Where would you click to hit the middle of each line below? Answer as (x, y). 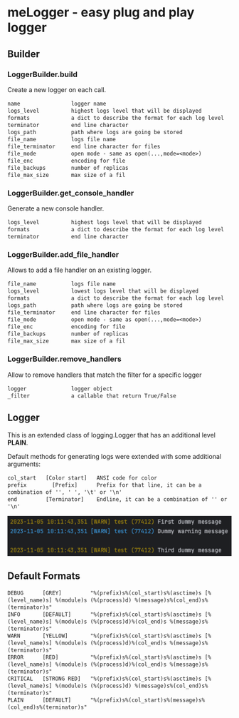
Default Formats (44, 576)
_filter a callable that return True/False (92, 396)
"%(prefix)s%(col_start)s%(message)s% (147, 700)
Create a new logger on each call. (57, 89)
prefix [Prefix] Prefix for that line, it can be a (105, 485)
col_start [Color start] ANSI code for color (83, 478)
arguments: (24, 464)
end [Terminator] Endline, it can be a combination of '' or (117, 499)
